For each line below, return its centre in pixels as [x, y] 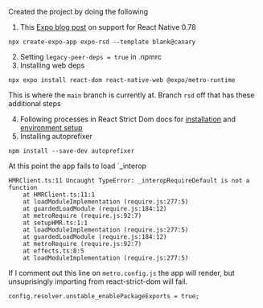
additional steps [35, 103]
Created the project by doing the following [78, 12]
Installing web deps [52, 65]
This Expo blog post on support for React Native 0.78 [108, 27]
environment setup [51, 127]
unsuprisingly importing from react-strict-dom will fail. [98, 281]
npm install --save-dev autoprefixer [72, 151]
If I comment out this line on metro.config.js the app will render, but [121, 273]
